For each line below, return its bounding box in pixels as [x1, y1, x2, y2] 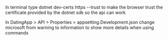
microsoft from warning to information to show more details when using [5, 24, 154, 30]
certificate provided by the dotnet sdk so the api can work [5, 9, 126, 15]
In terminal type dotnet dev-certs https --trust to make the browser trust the [5, 4, 163, 10]
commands [5, 30, 29, 35]
